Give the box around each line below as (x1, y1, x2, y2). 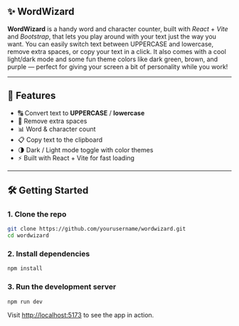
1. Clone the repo (7, 209, 67, 219)
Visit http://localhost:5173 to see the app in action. (7, 311, 154, 320)
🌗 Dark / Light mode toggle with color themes (17, 145, 154, 154)
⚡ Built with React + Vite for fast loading (17, 153, 135, 162)
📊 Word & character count (17, 125, 96, 133)
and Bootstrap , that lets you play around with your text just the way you (7, 32, 217, 41)
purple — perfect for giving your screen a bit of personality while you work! (7, 62, 228, 70)
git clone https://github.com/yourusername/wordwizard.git (7, 226, 186, 233)
